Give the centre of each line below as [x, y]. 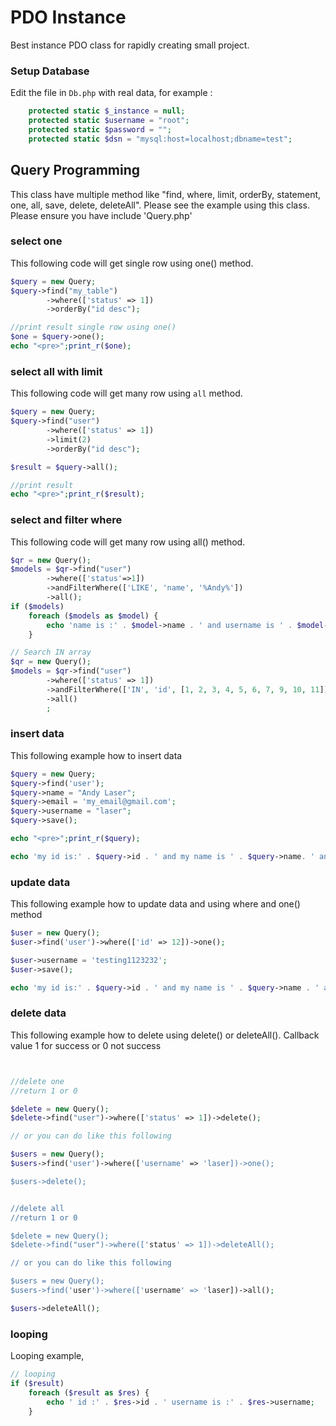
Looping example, [47, 1356]
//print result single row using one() [93, 327]
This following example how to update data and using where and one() [155, 904]
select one [36, 241]
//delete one [37, 1081]
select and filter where [66, 520]
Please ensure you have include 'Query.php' [101, 215]
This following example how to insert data [96, 755]
